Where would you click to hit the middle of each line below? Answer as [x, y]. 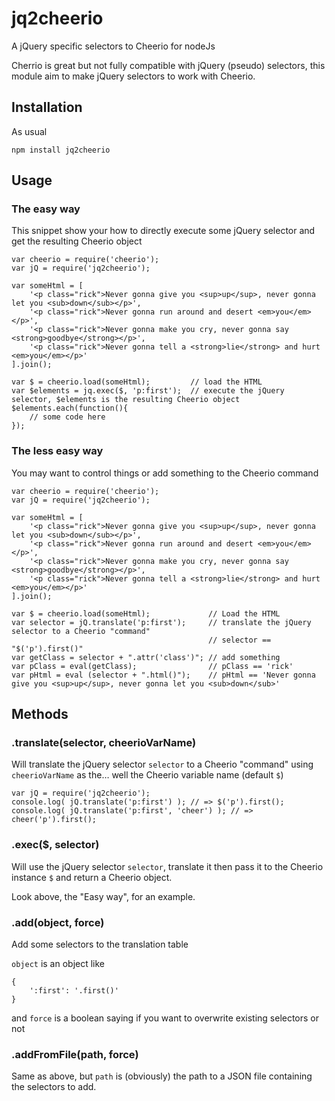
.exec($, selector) [55, 845]
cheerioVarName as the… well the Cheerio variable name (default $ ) [147, 775]
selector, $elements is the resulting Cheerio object [126, 400]
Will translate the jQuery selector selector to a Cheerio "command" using [162, 764]
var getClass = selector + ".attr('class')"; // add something [146, 657]
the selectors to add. [54, 1087]
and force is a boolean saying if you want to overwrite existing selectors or [165, 1018]
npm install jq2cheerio [61, 150]
